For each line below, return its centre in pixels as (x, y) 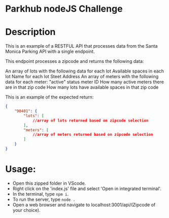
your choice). (26, 210)
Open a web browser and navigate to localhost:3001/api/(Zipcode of (84, 205)
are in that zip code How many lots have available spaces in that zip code (82, 87)
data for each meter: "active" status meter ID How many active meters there (84, 82)
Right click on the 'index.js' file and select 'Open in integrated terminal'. (87, 189)
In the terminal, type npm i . (41, 194)
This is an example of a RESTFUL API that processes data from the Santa (81, 46)
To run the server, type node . (44, 199)
